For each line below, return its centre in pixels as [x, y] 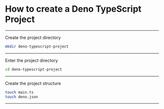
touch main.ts [20, 92]
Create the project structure [33, 83]
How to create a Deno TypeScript [73, 9]
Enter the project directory [31, 60]
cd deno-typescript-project [34, 69]
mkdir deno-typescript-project [37, 46]
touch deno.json [21, 97]
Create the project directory [33, 37]
